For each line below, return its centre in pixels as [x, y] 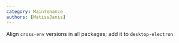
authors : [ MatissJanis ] [36, 17]
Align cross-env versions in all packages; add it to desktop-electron [90, 34]
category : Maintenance [35, 11]
